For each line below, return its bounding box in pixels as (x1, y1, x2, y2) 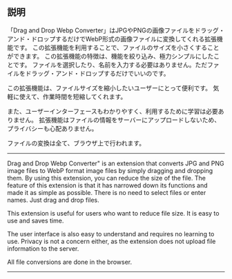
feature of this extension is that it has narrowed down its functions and (7, 181, 208, 189)
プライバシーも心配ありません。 (7, 124, 98, 132)
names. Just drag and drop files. (7, 196, 100, 204)
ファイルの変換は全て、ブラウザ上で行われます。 (7, 138, 146, 147)
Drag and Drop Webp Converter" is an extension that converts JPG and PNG (7, 159, 224, 167)
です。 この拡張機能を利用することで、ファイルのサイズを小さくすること (12, 43, 220, 52)
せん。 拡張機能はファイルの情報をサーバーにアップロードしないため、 (19, 116, 221, 124)
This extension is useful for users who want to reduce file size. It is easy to (7, 209, 220, 217)
